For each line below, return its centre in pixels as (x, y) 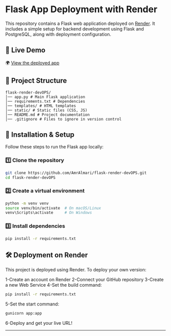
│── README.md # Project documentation (48, 115)
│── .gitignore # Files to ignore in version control (64, 119)
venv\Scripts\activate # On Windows (49, 213)
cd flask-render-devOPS (31, 177)
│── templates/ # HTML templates (41, 106)
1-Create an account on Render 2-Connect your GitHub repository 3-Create (84, 280)
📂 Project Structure (36, 81)
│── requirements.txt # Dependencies (45, 101)
